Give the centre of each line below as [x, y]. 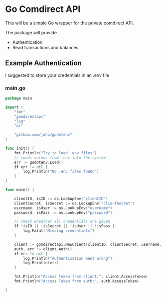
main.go [15, 88]
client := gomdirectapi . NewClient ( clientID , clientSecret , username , [88, 244]
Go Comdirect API [43, 9]
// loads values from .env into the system [60, 158]
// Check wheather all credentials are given [62, 222]
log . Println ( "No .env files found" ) [61, 172]
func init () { [20, 148]
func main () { [20, 190]
